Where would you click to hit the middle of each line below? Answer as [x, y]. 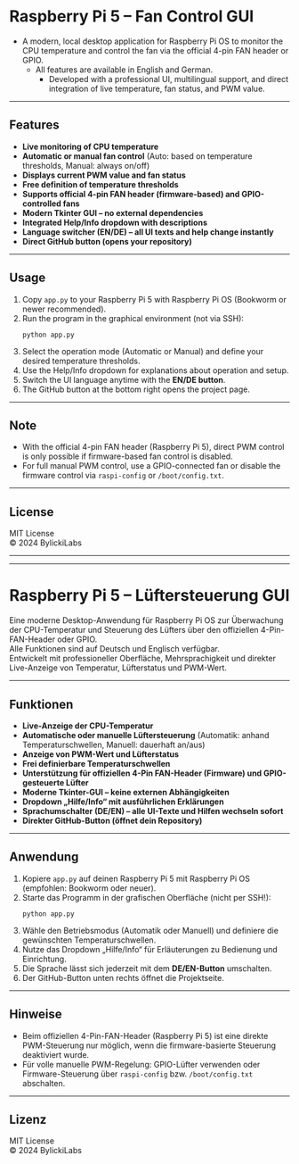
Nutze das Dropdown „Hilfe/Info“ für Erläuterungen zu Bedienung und [149, 949]
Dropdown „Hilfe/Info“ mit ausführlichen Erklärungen [123, 802]
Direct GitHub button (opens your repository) [107, 241]
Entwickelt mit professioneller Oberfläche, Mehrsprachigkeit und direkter [142, 659]
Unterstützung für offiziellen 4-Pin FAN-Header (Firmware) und [142, 773]
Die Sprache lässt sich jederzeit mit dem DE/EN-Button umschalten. [147, 968]
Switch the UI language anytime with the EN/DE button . [124, 379]
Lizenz [28, 1119]
